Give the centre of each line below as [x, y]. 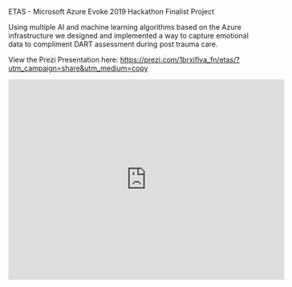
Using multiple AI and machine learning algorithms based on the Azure [125, 27]
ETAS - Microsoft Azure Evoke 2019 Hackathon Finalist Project [112, 12]
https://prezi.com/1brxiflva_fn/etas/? [180, 60]
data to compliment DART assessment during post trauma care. [113, 44]
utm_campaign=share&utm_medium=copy [78, 68]
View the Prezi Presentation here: [63, 60]
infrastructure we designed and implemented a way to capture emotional [128, 36]
